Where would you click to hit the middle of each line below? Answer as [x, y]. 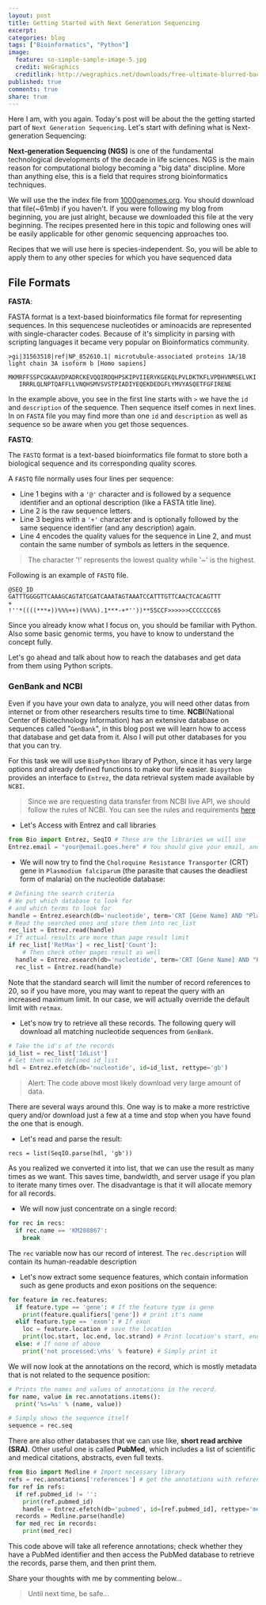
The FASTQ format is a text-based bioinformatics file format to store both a [128, 455]
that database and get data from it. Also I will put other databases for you [127, 737]
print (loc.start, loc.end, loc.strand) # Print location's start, [134, 1337]
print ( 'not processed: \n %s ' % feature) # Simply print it [120, 1351]
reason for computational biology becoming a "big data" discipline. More [127, 168]
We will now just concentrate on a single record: [98, 1209]
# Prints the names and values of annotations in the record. [113, 1389]
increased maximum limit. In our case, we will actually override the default [129, 999]
